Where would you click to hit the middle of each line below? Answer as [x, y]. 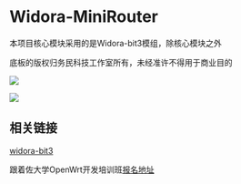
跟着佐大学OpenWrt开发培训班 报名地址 [82, 169]
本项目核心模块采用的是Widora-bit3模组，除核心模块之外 [115, 43]
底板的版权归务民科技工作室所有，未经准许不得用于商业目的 [121, 62]
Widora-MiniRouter [84, 17]
